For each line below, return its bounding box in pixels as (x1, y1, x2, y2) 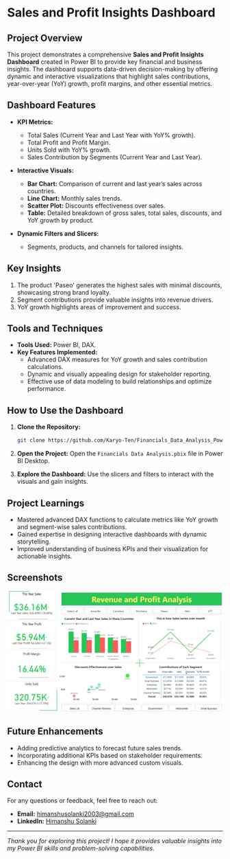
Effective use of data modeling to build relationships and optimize (27, 377, 212, 386)
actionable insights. (16, 552, 73, 560)
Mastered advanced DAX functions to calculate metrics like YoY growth (16, 515, 218, 524)
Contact (7, 778, 42, 790)
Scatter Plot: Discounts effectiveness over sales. (27, 201, 166, 210)
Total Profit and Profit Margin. (27, 138, 111, 146)
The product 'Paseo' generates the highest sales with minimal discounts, (16, 280, 222, 289)
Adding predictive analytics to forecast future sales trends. (16, 744, 183, 752)
